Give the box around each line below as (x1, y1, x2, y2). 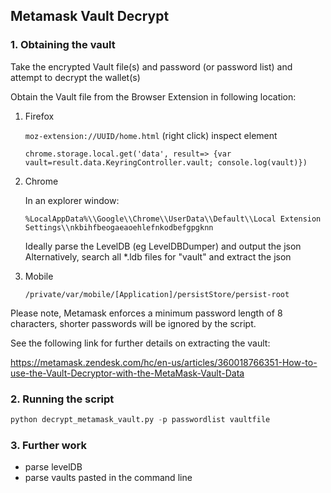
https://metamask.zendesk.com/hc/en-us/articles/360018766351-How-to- (10, 356, 318, 368)
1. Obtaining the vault (10, 38, 116, 52)
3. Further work (10, 438, 87, 452)
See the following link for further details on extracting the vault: (10, 337, 271, 349)
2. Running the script (10, 392, 115, 406)
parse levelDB (24, 461, 83, 473)
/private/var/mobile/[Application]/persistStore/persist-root (24, 289, 290, 299)
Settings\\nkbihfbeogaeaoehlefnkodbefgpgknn (24, 222, 214, 233)
